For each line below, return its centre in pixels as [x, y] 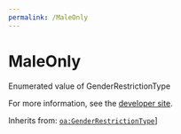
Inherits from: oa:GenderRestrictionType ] [83, 120]
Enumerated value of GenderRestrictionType [89, 86]
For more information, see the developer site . [91, 103]
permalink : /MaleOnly [48, 17]
